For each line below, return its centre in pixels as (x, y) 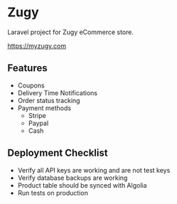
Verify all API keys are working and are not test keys (94, 170)
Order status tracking (49, 100)
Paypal (38, 123)
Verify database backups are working (73, 178)
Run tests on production (53, 193)
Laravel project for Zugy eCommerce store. (70, 32)
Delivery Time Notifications (58, 92)
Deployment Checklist (58, 153)
